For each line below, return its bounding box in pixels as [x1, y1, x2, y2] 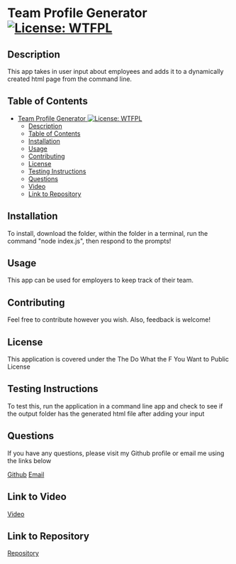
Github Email [7, 470, 45, 479]
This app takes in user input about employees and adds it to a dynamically [7, 67, 224, 75]
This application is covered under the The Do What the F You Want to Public [7, 355, 229, 364]
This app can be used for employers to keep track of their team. [7, 276, 193, 285]
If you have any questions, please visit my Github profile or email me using [7, 449, 225, 457]
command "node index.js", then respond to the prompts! [7, 237, 172, 245]
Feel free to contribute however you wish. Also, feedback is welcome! [7, 315, 211, 324]
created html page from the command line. [7, 75, 133, 83]
